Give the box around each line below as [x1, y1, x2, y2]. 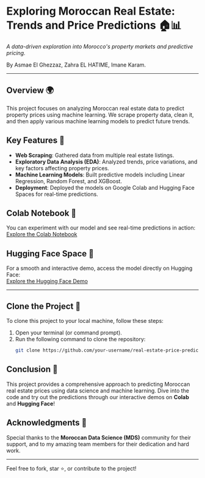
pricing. [6, 49, 26, 56]
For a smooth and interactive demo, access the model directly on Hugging [6, 264, 193, 272]
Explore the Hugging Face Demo [6, 278, 88, 285]
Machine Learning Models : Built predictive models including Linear [15, 171, 185, 178]
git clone [15, 347, 41, 353]
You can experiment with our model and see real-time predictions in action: [6, 224, 196, 231]
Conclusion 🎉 [6, 364, 58, 375]
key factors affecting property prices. [15, 164, 110, 172]
